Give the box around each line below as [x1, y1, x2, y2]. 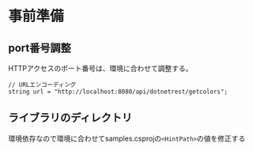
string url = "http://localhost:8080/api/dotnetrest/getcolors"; [8, 88, 228, 96]
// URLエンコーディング [8, 81, 77, 89]
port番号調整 [8, 41, 71, 55]
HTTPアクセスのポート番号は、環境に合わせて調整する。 [8, 64, 193, 73]
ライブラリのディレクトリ [8, 111, 133, 125]
